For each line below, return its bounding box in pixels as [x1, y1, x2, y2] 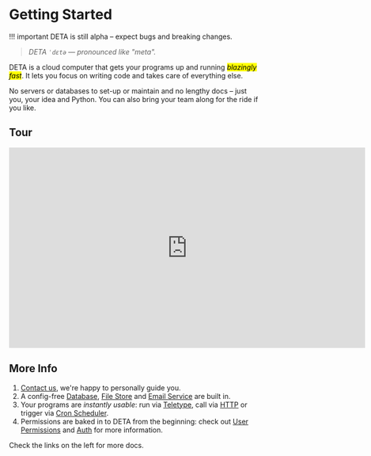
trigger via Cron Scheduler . [20, 408, 109, 417]
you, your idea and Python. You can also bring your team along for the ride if [9, 94, 259, 104]
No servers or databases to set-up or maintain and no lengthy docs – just [9, 85, 248, 96]
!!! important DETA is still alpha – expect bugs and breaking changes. [9, 32, 233, 41]
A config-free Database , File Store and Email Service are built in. [20, 391, 231, 401]
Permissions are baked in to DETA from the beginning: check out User [20, 416, 248, 426]
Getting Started [9, 6, 113, 24]
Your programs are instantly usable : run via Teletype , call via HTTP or [20, 400, 248, 409]
